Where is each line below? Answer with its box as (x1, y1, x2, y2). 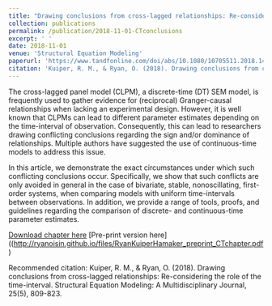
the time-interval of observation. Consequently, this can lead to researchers (8, 121, 261, 130)
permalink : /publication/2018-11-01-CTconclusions (8, 27, 183, 35)
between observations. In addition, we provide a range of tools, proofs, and (8, 197, 260, 206)
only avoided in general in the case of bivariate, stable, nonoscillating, (8, 180, 241, 189)
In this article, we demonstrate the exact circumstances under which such (8, 163, 255, 172)
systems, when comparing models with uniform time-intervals (28, 188, 235, 198)
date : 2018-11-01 (8, 42, 67, 50)
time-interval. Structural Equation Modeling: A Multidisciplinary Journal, (8, 280, 247, 290)
